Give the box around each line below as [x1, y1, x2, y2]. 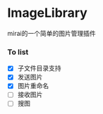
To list [7, 47, 29, 57]
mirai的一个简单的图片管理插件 [7, 29, 97, 37]
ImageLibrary [7, 5, 88, 21]
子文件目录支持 [17, 64, 61, 72]
